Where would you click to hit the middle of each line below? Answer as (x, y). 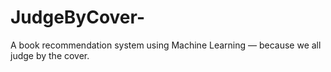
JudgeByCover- (78, 17)
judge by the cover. (50, 55)
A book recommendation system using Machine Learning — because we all (166, 45)
